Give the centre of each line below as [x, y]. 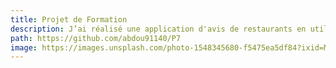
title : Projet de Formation [69, 19]
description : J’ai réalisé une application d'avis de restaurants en [158, 29]
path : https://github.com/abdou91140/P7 [96, 38]
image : [24, 47]
